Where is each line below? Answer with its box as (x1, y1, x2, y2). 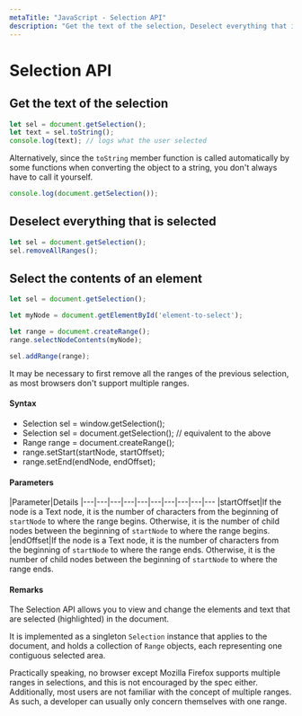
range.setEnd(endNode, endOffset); (22, 455, 155, 467)
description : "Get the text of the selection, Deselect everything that (9, 22, 288, 31)
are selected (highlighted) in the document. (9, 614, 169, 624)
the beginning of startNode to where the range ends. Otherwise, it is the (9, 544, 276, 555)
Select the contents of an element (9, 270, 203, 286)
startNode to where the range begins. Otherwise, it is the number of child (9, 516, 280, 526)
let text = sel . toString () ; (9, 128, 115, 137)
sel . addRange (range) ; (9, 351, 91, 360)
